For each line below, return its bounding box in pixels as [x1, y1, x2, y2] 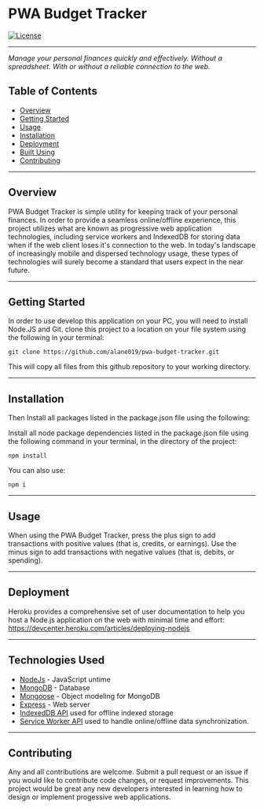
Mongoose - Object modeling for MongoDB [19, 691, 160, 700]
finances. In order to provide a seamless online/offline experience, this [8, 215, 236, 224]
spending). [8, 556, 43, 565]
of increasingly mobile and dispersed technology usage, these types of [8, 249, 239, 258]
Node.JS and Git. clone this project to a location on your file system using [8, 324, 246, 334]
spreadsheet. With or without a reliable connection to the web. [8, 61, 211, 71]
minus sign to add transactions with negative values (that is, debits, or [8, 548, 235, 556]
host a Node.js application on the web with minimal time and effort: [8, 615, 225, 624]
